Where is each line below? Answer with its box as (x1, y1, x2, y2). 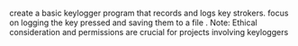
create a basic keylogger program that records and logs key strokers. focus (9, 8, 289, 18)
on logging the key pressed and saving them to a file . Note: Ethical (9, 17, 258, 28)
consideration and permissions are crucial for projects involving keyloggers (9, 27, 289, 37)
